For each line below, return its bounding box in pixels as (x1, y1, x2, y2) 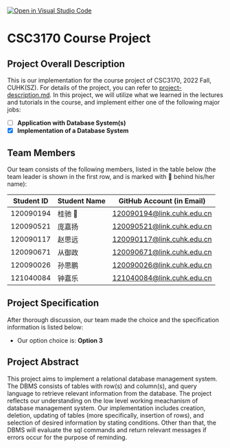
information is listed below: (7, 323, 84, 331)
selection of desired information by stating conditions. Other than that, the (7, 418, 216, 427)
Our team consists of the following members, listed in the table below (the (7, 165, 216, 173)
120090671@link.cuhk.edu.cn (112, 247, 212, 257)
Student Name (57, 196, 106, 206)
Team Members (7, 147, 76, 158)
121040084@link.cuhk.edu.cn (112, 273, 212, 282)
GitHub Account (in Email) (118, 196, 206, 206)
